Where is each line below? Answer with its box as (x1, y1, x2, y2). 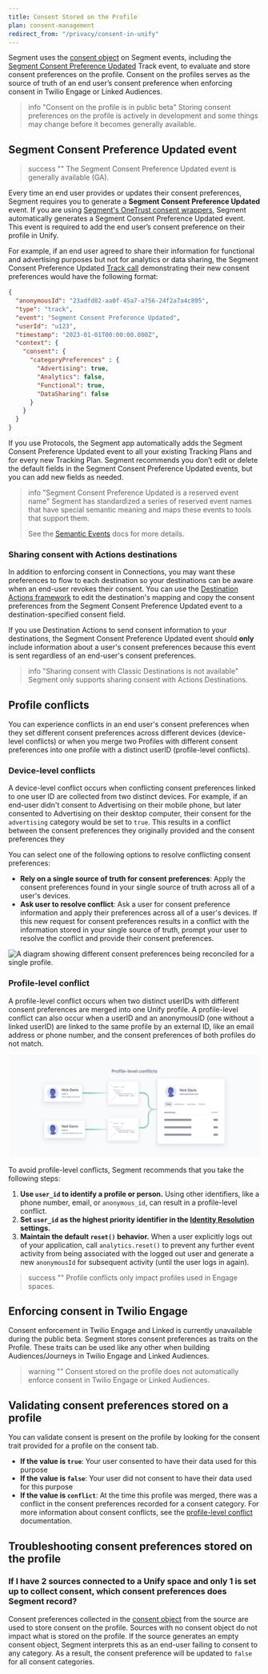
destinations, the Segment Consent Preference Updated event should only (8, 634, 254, 643)
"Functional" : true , (37, 381, 106, 389)
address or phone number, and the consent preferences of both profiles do (8, 1030, 256, 1040)
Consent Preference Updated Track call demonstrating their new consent (8, 263, 250, 273)
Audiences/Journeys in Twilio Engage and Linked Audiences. (8, 1352, 210, 1361)
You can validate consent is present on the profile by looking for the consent (8, 1433, 260, 1442)
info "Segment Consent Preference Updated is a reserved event (27, 488, 238, 497)
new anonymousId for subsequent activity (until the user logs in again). (19, 1257, 250, 1267)
